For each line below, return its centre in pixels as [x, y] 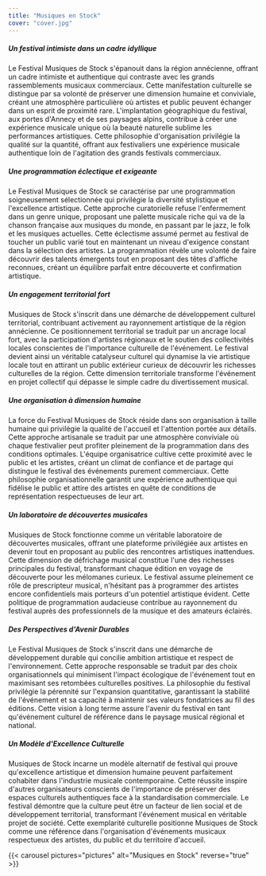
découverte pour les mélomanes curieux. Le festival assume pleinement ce [131, 577]
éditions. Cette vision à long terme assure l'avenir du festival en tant [119, 709]
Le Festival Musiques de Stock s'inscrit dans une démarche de [111, 649]
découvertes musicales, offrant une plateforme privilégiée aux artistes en [128, 543]
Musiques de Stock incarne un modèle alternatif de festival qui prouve [123, 764]
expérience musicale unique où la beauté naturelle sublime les [110, 127]
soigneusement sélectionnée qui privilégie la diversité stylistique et [118, 200]
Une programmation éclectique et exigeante [83, 171]
